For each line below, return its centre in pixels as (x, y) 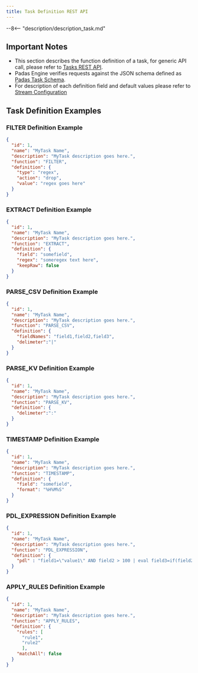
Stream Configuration (41, 92)
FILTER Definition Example (44, 127)
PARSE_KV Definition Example (50, 368)
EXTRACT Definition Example (49, 210)
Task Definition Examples (54, 110)
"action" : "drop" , (39, 178)
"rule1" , (32, 637)
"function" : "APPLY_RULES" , (46, 621)
